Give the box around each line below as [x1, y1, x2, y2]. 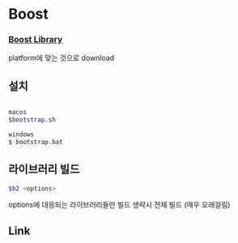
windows [8, 130, 35, 139]
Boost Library [8, 34, 63, 45]
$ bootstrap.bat [8, 138, 63, 146]
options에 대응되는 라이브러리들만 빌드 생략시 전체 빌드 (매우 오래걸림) [8, 200, 231, 210]
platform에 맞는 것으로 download [8, 53, 115, 63]
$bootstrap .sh [8, 116, 57, 124]
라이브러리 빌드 [8, 163, 80, 177]
